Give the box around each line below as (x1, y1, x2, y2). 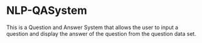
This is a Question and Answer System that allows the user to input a (6, 24, 178, 31)
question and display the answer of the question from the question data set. (6, 30, 197, 37)
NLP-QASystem (6, 4, 87, 18)
